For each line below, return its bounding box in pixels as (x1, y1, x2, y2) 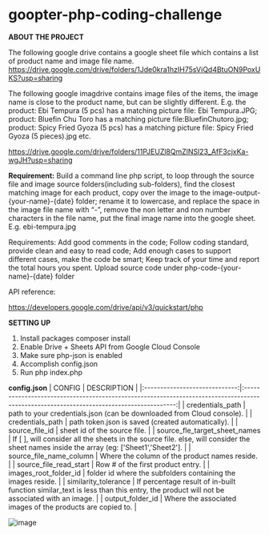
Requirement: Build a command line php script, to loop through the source (8, 171, 255, 180)
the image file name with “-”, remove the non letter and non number (8, 204, 231, 214)
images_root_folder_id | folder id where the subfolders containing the (8, 468, 236, 477)
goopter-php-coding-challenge (8, 6, 223, 24)
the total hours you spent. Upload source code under (8, 263, 183, 272)
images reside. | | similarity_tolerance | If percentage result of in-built (8, 477, 236, 486)
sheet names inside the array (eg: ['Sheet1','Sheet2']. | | (8, 442, 191, 452)
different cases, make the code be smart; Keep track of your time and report (8, 254, 260, 263)
